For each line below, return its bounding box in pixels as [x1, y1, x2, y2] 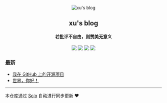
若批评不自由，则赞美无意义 [55, 33, 112, 39]
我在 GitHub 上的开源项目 [12, 71, 65, 77]
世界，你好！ [12, 77, 39, 83]
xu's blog [69, 19, 98, 27]
